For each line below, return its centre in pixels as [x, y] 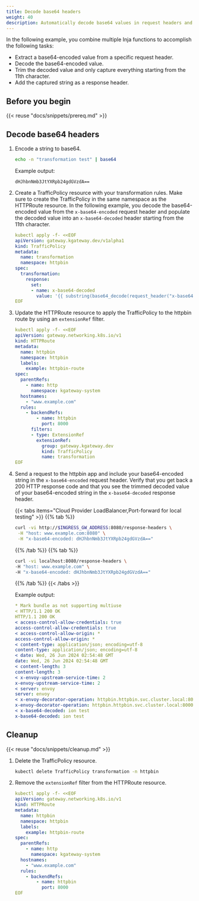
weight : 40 [20, 17]
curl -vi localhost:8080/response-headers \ [71, 561]
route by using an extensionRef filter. [60, 319]
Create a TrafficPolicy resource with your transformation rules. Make [99, 192]
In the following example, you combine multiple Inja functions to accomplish [99, 40]
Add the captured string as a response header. [72, 83]
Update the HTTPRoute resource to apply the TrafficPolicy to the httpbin [103, 313]
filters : [42, 429]
